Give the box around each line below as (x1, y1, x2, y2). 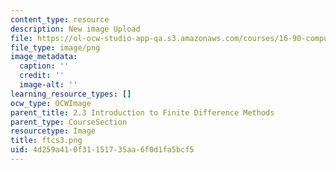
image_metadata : (10, 52, 78, 62)
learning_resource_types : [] (10, 89, 132, 99)
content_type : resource (10, 14, 110, 25)
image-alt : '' (19, 80, 78, 90)
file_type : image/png (10, 42, 101, 53)
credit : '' (19, 71, 65, 81)
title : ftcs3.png (10, 136, 83, 146)
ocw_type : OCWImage (10, 98, 92, 108)
